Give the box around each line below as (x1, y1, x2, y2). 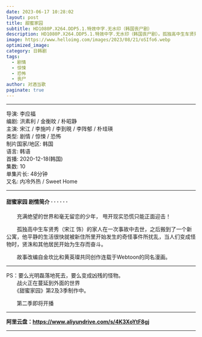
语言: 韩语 (6, 147, 31, 155)
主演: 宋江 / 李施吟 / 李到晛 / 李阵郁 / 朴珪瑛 (6, 125, 113, 132)
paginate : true (6, 87, 44, 93)
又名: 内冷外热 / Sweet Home (6, 178, 78, 185)
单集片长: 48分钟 (6, 170, 48, 178)
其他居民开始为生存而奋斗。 (37, 241, 106, 248)
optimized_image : (6, 43, 50, 49)
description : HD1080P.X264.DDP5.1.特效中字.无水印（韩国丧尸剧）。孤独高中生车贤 (6, 31, 194, 37)
